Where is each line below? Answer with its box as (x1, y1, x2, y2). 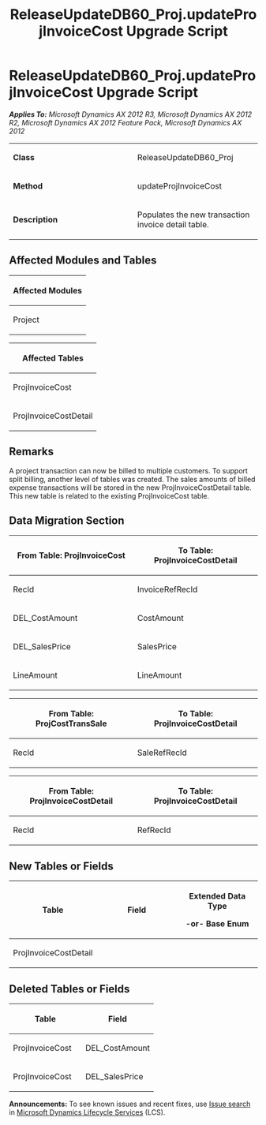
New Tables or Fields (9, 859, 114, 873)
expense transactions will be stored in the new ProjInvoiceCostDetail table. (9, 483, 252, 492)
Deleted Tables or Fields (9, 982, 130, 996)
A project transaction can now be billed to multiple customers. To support (9, 465, 248, 475)
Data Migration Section (9, 514, 125, 527)
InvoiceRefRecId (137, 584, 198, 595)
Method (13, 180, 43, 191)
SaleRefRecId (137, 747, 188, 758)
